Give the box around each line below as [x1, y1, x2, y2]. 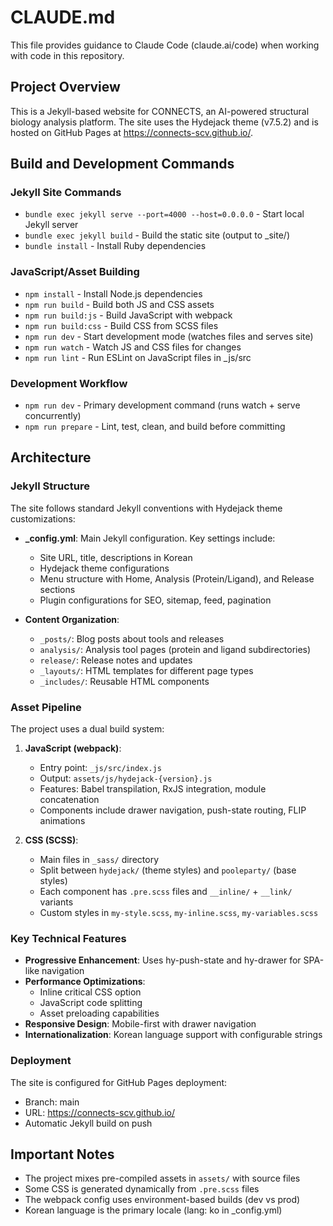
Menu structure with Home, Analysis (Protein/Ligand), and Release [39, 572, 315, 585]
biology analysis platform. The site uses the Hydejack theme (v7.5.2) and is [10, 116, 319, 128]
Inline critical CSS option [39, 986, 142, 998]
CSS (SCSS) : [24, 834, 79, 846]
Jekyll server [24, 219, 79, 231]
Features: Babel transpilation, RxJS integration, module [39, 783, 267, 795]
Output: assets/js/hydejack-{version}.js [39, 772, 213, 785]
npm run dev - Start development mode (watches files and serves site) [24, 330, 314, 342]
